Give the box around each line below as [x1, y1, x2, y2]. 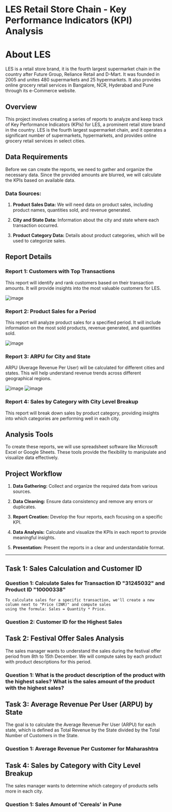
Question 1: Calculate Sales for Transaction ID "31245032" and [5, 579, 165, 587]
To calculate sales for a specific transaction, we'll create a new [5, 597, 155, 602]
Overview [5, 102, 37, 111]
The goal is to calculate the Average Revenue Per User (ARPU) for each [5, 721, 156, 728]
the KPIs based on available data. [5, 177, 76, 183]
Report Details [5, 253, 52, 261]
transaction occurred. [12, 222, 59, 228]
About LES [5, 49, 51, 60]
